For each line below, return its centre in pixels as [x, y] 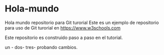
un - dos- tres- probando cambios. [41, 47]
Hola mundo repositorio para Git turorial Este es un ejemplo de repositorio [82, 22]
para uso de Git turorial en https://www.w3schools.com [63, 27]
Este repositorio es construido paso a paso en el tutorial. [64, 37]
